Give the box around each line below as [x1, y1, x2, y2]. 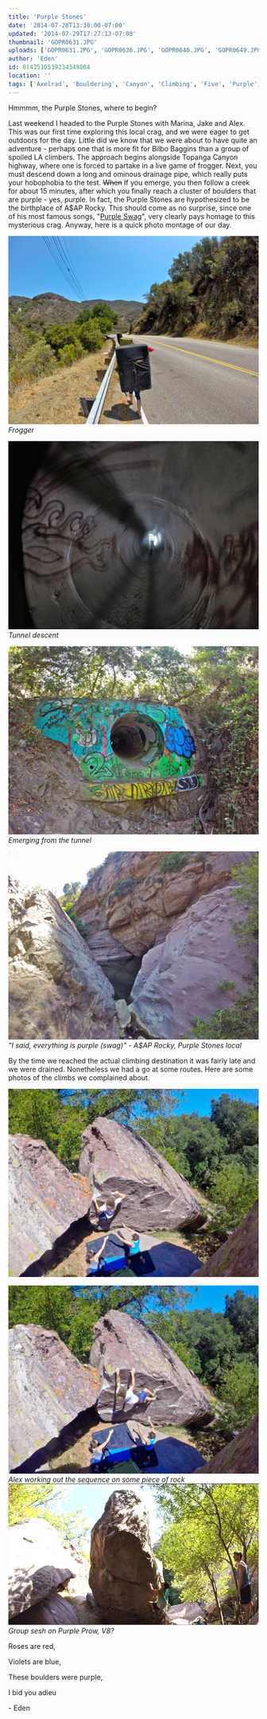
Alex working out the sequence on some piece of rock [8, 1474, 185, 1484]
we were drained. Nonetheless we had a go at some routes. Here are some [8, 1064, 253, 1074]
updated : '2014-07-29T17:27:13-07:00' [8, 29, 137, 37]
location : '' [8, 72, 52, 80]
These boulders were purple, [8, 1673, 103, 1682]
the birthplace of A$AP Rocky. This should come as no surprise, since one [8, 203, 252, 213]
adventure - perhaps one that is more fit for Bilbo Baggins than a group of [8, 143, 250, 153]
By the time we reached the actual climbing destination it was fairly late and [8, 1055, 256, 1065]
